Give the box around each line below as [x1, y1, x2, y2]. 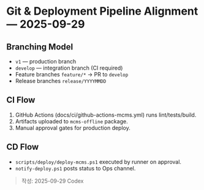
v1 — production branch [15, 58, 77, 65]
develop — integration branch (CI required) [15, 64, 123, 71]
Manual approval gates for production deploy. [15, 124, 130, 131]
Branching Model [6, 42, 74, 52]
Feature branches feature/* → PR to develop [15, 71, 129, 78]
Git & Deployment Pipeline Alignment [6, 4, 198, 18]
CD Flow [6, 142, 39, 152]
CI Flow [6, 95, 36, 105]
